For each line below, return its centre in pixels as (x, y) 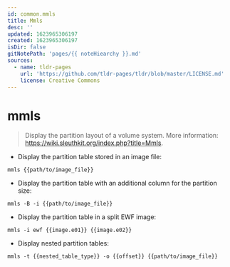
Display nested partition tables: (63, 243)
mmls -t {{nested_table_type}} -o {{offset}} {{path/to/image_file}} (113, 257)
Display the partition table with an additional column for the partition (117, 183)
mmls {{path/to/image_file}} (51, 170)
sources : (20, 61)
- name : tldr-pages (43, 67)
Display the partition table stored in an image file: (90, 157)
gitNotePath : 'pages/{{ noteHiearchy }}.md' (74, 54)
